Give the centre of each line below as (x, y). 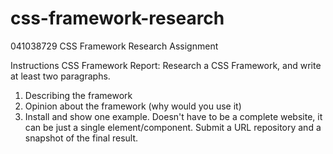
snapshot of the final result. (81, 138)
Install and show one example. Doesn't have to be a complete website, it (173, 116)
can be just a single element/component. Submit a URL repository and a (173, 127)
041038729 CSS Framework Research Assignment (114, 46)
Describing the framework (78, 95)
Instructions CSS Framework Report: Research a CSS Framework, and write (166, 65)
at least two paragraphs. (60, 76)
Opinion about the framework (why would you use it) (133, 106)
